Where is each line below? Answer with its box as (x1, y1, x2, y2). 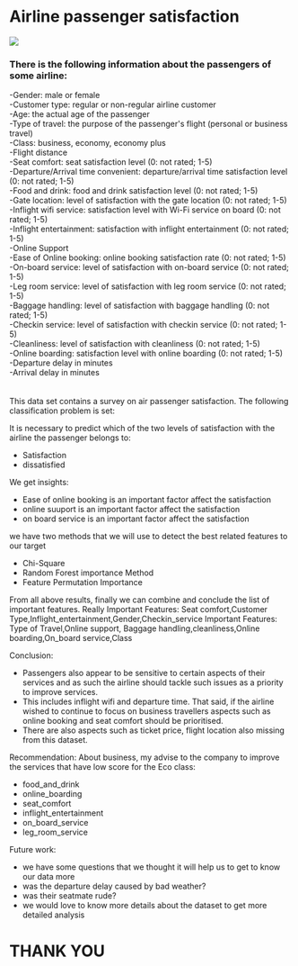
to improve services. (22, 687, 99, 698)
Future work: (9, 844, 57, 855)
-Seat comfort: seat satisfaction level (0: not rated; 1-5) (9, 157, 213, 167)
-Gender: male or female (9, 90, 101, 101)
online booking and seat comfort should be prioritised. (22, 716, 223, 727)
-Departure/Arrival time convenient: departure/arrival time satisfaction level (9, 167, 288, 177)
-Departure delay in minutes (9, 357, 114, 368)
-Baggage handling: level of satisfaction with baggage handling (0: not (9, 300, 270, 311)
